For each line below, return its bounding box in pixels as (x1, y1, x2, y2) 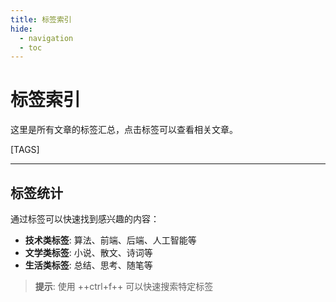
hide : (10, 24, 33, 34)
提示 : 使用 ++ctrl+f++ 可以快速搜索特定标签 (34, 281, 214, 292)
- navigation (19, 33, 74, 43)
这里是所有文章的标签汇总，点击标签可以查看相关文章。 (10, 124, 238, 136)
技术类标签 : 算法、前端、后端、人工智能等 (24, 234, 197, 246)
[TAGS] (10, 144, 40, 156)
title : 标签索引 (10, 14, 72, 25)
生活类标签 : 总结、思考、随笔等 (24, 259, 153, 271)
